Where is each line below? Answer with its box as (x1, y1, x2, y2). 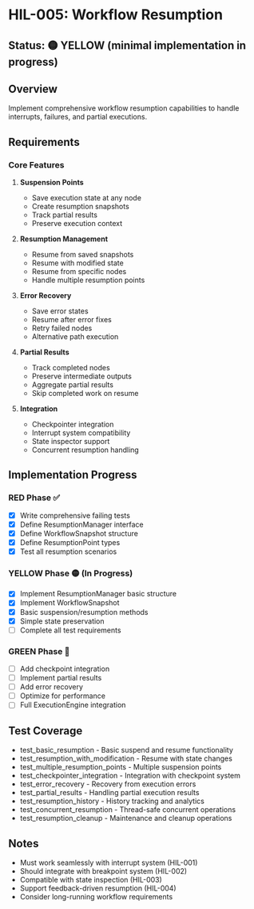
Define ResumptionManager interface (19, 519, 144, 529)
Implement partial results (19, 673, 102, 683)
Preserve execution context (31, 219, 123, 228)
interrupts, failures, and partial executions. (8, 112, 148, 122)
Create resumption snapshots (31, 202, 129, 212)
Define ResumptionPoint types (19, 537, 121, 547)
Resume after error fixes (31, 315, 112, 325)
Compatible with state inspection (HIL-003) (19, 875, 162, 884)
